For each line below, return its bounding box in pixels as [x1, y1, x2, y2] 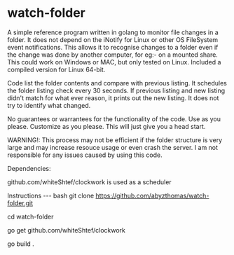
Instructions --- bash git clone [7, 191, 95, 200]
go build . [7, 240, 35, 248]
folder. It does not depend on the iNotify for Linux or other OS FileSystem [7, 35, 219, 43]
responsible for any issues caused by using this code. [7, 151, 163, 159]
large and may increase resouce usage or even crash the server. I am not [7, 143, 219, 151]
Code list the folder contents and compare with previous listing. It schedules [7, 78, 228, 87]
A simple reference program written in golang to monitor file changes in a [7, 28, 219, 36]
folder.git [7, 198, 34, 207]
